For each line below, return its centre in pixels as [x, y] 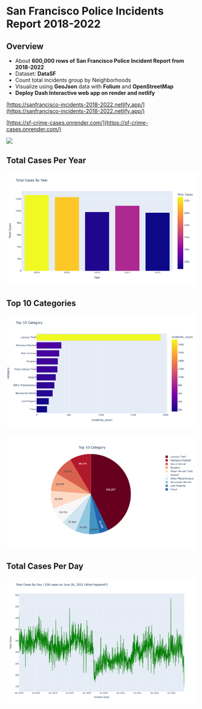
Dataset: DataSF [35, 73]
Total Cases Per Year [46, 160]
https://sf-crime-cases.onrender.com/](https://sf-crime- [78, 123]
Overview [25, 46]
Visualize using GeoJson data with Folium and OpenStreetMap [94, 86]
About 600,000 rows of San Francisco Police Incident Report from [99, 61]
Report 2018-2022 [54, 24]
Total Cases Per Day [45, 566]
